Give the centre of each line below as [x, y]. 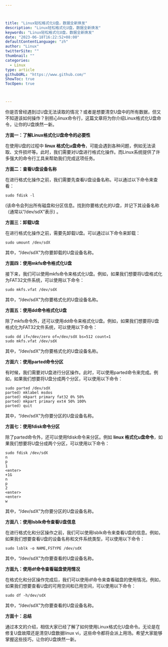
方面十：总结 [18, 616]
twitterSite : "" [22, 51]
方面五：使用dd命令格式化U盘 [36, 310]
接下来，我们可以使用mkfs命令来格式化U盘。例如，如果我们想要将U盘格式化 [84, 274]
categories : [18, 60]
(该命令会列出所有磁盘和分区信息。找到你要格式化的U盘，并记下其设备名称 [82, 205]
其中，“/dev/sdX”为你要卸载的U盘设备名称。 [51, 252]
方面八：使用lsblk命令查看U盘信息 [41, 522]
